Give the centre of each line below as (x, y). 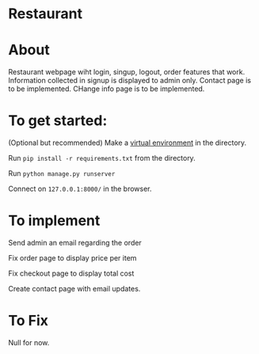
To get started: (58, 121)
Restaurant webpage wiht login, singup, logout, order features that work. (127, 72)
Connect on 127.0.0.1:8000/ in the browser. (80, 189)
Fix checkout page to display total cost (71, 273)
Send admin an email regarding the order (75, 243)
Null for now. (29, 342)
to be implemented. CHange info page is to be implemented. (107, 89)
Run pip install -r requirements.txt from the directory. (102, 158)
